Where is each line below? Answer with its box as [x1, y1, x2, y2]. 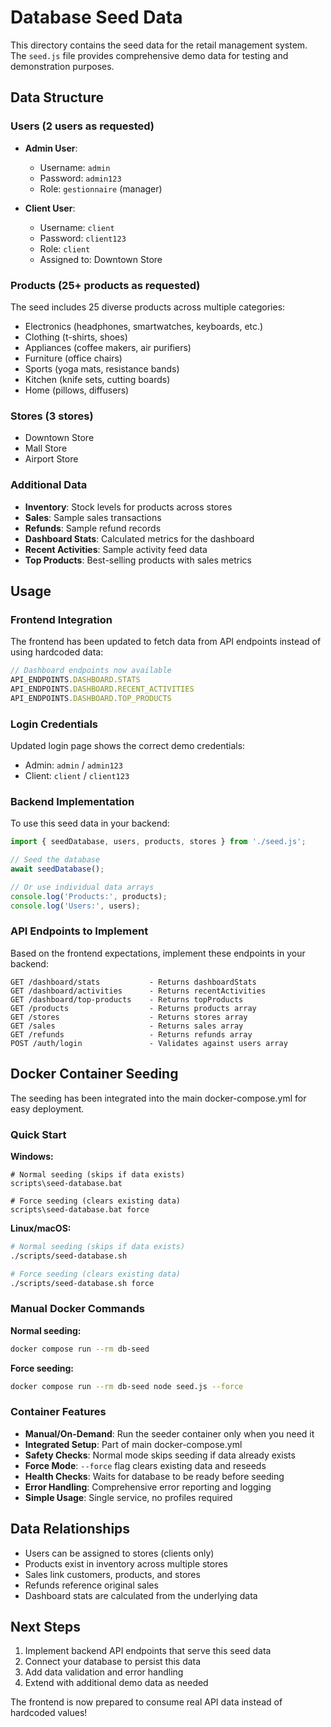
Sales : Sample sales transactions [24, 511, 162, 523]
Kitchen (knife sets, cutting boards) [24, 373, 171, 385]
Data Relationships [10, 1521, 131, 1538]
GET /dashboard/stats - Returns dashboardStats [10, 977, 257, 987]
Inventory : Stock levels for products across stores [24, 501, 233, 513]
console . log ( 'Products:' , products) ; [10, 891, 168, 901]
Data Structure [10, 89, 105, 106]
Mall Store [24, 442, 68, 455]
